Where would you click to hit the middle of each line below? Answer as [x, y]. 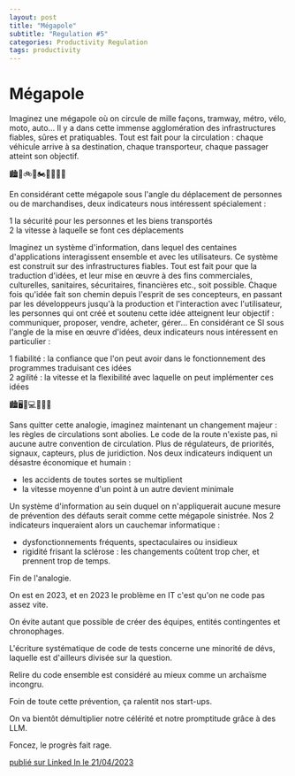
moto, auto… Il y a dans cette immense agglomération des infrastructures [143, 128]
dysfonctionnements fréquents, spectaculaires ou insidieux [130, 542]
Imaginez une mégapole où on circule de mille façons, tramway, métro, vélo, [148, 119]
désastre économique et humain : [70, 463]
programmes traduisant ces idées [70, 368]
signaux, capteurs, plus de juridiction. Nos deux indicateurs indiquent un [141, 453]
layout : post [33, 17]
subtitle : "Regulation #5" [59, 34]
